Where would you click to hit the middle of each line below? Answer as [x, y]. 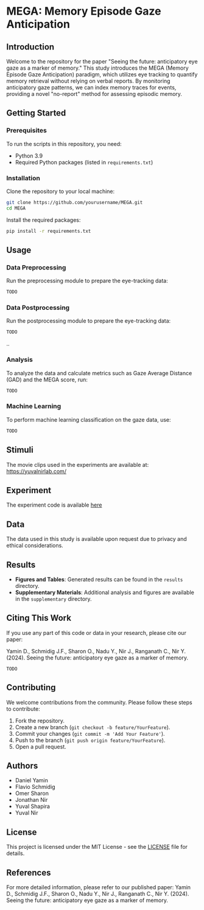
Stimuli [20, 450]
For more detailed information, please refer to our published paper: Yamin [98, 887]
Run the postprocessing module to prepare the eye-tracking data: [89, 321]
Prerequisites [26, 131]
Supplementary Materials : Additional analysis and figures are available [105, 592]
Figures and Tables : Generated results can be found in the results [99, 579]
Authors [22, 765]
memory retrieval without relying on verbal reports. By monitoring [88, 81]
